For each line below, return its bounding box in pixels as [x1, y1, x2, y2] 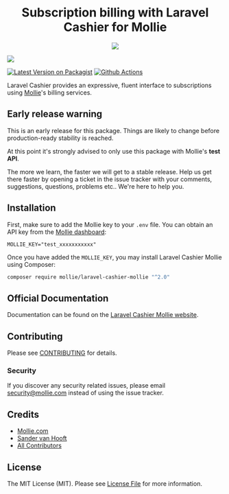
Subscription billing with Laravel [21, 5, 209, 21]
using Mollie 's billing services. [7, 88, 93, 97]
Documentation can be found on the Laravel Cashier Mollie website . [7, 311, 199, 319]
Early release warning [7, 108, 103, 120]
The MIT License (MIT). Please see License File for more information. [7, 479, 202, 488]
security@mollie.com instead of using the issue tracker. [7, 389, 165, 397]
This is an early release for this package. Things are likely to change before [7, 126, 220, 134]
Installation [7, 202, 56, 214]
